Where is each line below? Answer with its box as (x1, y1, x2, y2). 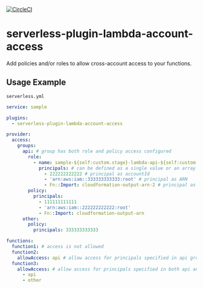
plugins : (6, 115, 28, 121)
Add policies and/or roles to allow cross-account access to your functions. (6, 59, 192, 67)
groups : (17, 143, 36, 149)
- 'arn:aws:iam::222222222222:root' (38, 205, 131, 211)
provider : (6, 131, 31, 137)
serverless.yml (6, 93, 45, 99)
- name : (33, 159, 53, 166)
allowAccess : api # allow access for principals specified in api (17, 255, 188, 261)
